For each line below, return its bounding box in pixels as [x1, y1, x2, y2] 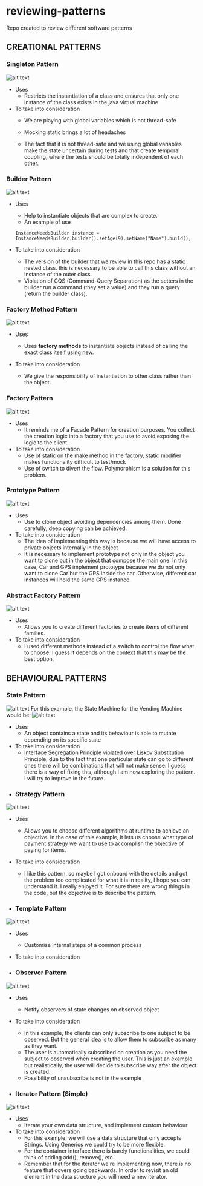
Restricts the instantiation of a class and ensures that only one [24, 92, 179, 99]
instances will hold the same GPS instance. [24, 576, 131, 583]
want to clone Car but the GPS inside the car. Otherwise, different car [24, 569, 197, 577]
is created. [24, 1068, 51, 1075]
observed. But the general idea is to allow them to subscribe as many [24, 1036, 196, 1043]
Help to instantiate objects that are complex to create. [24, 212, 158, 219]
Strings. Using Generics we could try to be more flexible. [24, 1141, 165, 1148]
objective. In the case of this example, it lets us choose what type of [24, 834, 194, 841]
